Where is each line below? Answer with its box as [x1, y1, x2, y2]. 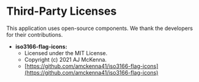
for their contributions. [6, 31, 63, 38]
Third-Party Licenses [6, 4, 117, 18]
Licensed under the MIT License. [24, 49, 108, 56]
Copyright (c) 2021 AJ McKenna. [24, 56, 107, 63]
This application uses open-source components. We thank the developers [6, 24, 193, 32]
